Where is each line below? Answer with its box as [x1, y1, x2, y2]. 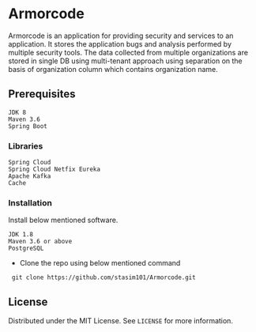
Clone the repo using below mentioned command [19, 258, 181, 268]
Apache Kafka [8, 172, 51, 180]
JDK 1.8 [8, 231, 34, 239]
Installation [8, 197, 53, 208]
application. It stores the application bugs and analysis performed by [8, 39, 232, 48]
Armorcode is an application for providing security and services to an [8, 31, 234, 40]
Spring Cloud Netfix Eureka [8, 165, 101, 174]
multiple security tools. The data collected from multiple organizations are [8, 47, 249, 57]
